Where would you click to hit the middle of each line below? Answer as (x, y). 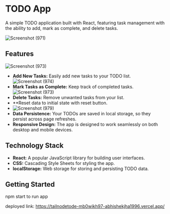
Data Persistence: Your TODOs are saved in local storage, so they (81, 113)
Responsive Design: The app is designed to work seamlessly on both (85, 124)
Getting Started (30, 184)
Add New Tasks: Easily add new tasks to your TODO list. (72, 76)
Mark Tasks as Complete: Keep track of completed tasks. (73, 87)
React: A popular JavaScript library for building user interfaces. (79, 158)
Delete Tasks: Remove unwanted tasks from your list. (69, 97)
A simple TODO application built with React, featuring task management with (85, 23)
